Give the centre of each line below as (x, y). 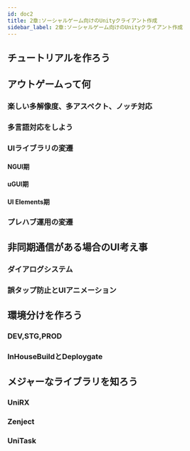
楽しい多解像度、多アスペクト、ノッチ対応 (80, 106)
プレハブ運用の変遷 (40, 222)
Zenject (21, 422)
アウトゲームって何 (49, 84)
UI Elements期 (28, 202)
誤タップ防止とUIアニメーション (62, 290)
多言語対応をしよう (40, 127)
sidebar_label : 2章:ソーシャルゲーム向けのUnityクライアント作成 (95, 27)
